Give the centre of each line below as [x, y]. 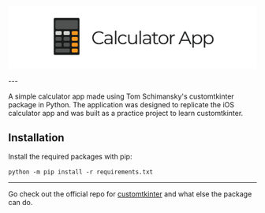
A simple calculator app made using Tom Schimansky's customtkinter [121, 96]
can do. [21, 203]
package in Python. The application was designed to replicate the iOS [121, 104]
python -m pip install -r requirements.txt [81, 172]
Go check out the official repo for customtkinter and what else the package [130, 194]
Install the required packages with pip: [70, 157]
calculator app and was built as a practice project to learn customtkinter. [126, 113]
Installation [36, 138]
